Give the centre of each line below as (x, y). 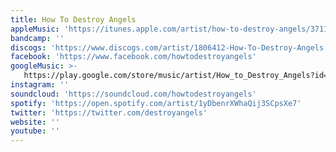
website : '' (35, 122)
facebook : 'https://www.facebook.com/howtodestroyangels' (133, 57)
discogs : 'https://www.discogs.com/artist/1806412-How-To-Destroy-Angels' (169, 47)
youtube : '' (35, 131)
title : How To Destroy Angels (73, 19)
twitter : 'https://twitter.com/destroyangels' (109, 112)
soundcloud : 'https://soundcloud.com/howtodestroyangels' (133, 94)
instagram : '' (40, 85)
